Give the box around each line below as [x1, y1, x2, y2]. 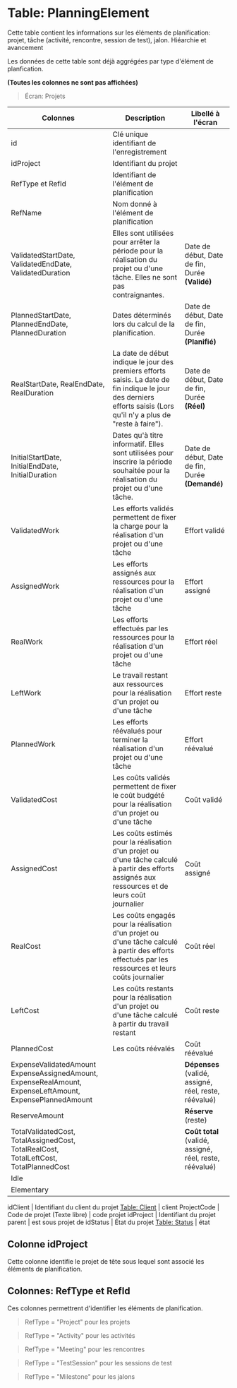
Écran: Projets [24, 92, 66, 100]
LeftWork [11, 688, 42, 698]
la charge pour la [112, 521, 169, 531]
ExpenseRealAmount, [11, 1077, 83, 1087]
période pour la [112, 246, 164, 256]
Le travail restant [112, 670, 168, 680]
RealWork [11, 637, 44, 647]
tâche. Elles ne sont [112, 272, 178, 282]
